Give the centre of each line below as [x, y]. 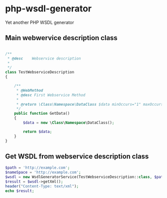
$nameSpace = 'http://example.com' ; [43, 172]
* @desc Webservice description [44, 58]
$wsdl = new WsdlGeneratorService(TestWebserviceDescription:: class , [79, 177]
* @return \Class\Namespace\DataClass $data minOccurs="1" [79, 104]
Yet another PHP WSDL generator [40, 22]
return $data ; [38, 132]
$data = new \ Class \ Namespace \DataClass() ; [69, 123]
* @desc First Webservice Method [51, 95]
